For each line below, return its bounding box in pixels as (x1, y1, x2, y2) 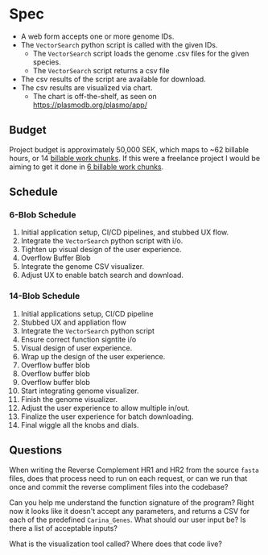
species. (32, 57, 61, 67)
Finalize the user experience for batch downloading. (20, 412, 194, 421)
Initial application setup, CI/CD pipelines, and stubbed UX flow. (20, 227, 229, 238)
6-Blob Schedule (9, 209, 76, 221)
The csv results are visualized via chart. (20, 82, 153, 93)
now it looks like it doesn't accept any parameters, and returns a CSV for (9, 506, 250, 516)
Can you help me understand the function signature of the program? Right (9, 497, 254, 507)
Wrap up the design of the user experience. (20, 351, 166, 361)
